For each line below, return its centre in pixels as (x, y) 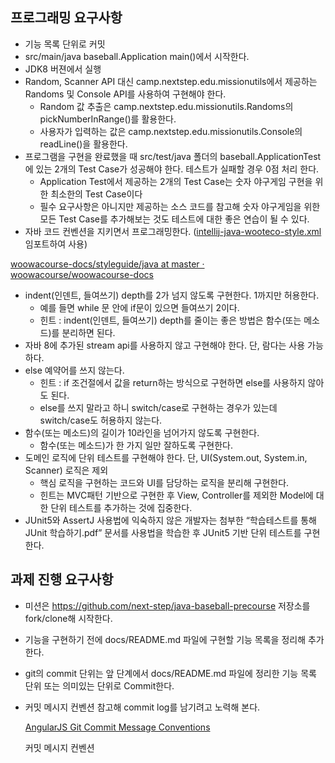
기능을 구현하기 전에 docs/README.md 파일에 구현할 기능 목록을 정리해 (165, 639)
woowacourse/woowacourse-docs (82, 274)
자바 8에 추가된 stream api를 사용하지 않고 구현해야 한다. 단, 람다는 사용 (165, 345)
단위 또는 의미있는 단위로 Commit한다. (99, 685)
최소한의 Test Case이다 (96, 194)
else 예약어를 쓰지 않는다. (74, 370)
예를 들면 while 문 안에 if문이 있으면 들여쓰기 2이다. (139, 307)
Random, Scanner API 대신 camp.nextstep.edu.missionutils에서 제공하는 (171, 81)
